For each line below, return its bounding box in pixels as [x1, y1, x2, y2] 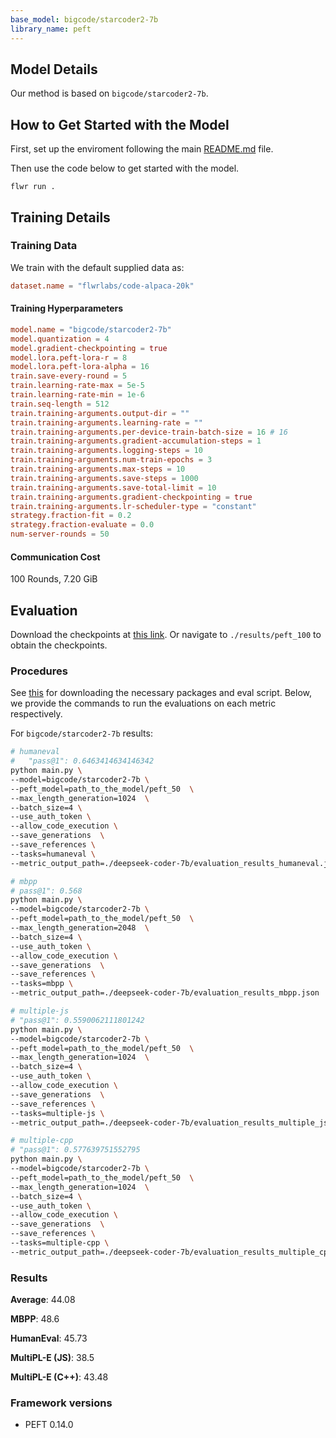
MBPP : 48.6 [10, 1313, 60, 1325]
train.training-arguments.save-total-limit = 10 [10, 482, 217, 493]
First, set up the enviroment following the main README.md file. [10, 143, 274, 155]
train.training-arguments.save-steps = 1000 [10, 473, 199, 483]
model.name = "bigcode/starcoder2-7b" [10, 324, 172, 335]
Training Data [10, 239, 78, 253]
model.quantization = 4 [10, 334, 110, 344]
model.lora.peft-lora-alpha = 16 [10, 362, 150, 372]
